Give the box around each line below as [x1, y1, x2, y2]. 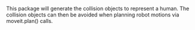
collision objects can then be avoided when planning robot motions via [6, 11, 179, 18]
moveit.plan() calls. [6, 18, 53, 24]
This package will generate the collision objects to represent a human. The [6, 5, 190, 12]
